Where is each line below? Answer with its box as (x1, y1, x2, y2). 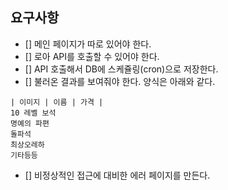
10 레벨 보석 (10, 108, 57, 118)
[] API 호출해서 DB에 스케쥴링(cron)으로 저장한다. (24, 63, 219, 75)
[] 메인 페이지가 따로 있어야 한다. (24, 38, 152, 50)
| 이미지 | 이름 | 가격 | (10, 97, 104, 107)
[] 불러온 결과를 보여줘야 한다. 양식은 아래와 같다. (24, 75, 216, 87)
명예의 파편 (10, 118, 50, 128)
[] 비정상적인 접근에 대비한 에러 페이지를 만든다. (24, 169, 211, 181)
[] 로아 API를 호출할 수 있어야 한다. (24, 50, 160, 62)
